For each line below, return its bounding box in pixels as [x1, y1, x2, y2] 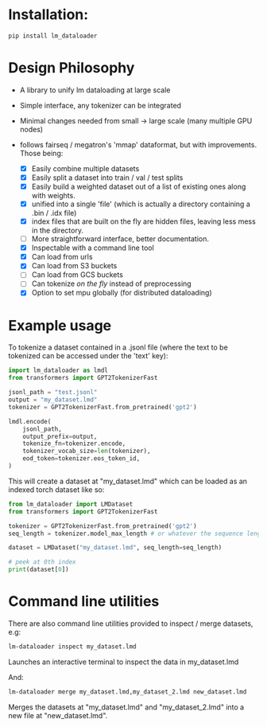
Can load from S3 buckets [31, 261, 118, 271]
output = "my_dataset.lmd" [8, 396, 98, 404]
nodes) [19, 124, 44, 134]
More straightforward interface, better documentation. [31, 234, 209, 244]
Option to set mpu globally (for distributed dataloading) [31, 288, 212, 298]
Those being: [19, 148, 64, 158]
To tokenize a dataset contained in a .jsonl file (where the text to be [8, 342, 228, 352]
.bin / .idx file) [31, 209, 77, 217]
